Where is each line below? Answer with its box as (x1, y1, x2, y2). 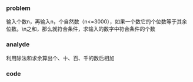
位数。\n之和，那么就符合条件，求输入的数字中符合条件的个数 (6, 25, 156, 33)
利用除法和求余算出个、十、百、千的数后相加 (6, 54, 115, 61)
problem (6, 4, 31, 12)
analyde (6, 40, 30, 49)
